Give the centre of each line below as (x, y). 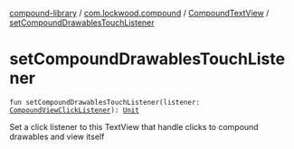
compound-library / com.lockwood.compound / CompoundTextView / (139, 13)
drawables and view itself (57, 136)
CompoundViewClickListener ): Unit (75, 110)
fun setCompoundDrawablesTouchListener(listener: (105, 102)
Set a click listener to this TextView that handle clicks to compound (134, 126)
